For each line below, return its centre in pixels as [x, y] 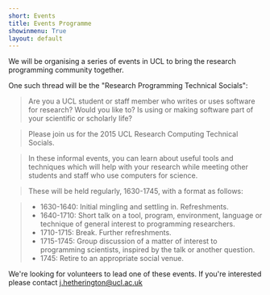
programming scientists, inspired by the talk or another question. [147, 250]
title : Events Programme [50, 23]
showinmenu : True [37, 31]
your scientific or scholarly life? [80, 119]
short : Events [32, 16]
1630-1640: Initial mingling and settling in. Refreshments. [134, 207]
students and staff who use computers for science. [113, 175]
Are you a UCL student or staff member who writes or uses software [141, 101]
